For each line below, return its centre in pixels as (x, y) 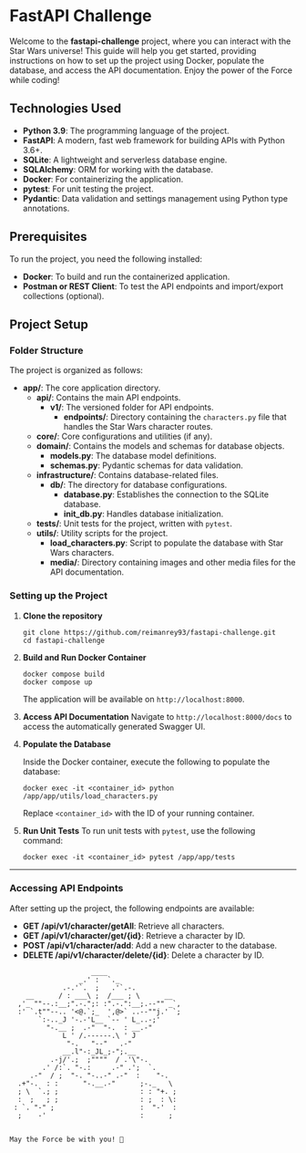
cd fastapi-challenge (63, 640)
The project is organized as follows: (76, 370)
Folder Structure (46, 350)
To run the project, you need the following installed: (106, 259)
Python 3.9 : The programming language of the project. (126, 130)
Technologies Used (65, 109)
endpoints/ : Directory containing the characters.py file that (175, 417)
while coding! (35, 79)
